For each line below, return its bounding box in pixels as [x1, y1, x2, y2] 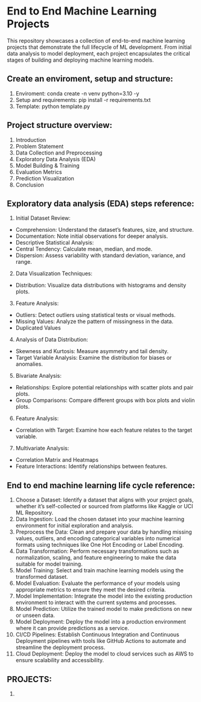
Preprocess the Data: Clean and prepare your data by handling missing [15, 528, 193, 535]
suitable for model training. [15, 560, 83, 568]
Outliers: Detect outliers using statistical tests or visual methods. [15, 311, 176, 319]
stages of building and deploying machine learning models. [7, 56, 155, 63]
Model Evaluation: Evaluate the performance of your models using [15, 579, 180, 587]
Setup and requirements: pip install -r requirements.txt [15, 96, 151, 103]
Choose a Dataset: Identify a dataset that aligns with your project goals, [15, 496, 194, 503]
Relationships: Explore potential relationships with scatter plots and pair [15, 384, 194, 391]
